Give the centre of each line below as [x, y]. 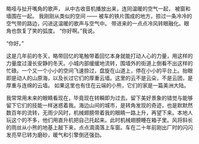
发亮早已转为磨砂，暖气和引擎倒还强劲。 [55, 135]
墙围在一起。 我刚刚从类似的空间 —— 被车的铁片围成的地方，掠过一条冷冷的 [99, 16]
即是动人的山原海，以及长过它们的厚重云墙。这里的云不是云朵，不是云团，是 [99, 78]
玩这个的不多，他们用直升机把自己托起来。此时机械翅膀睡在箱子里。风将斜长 [99, 120]
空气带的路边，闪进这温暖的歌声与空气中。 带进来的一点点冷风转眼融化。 [95, 23]
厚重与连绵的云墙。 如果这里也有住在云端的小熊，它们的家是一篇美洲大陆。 [98, 85]
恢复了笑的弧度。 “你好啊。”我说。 [57, 31]
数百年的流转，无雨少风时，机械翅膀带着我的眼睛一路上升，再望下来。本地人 [99, 113]
